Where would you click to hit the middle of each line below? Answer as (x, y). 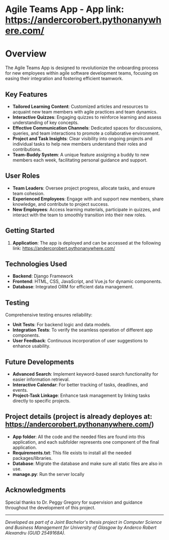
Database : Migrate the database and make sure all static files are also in (87, 463)
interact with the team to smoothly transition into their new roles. (79, 215)
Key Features (26, 94)
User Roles (23, 176)
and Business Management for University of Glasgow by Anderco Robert (81, 527)
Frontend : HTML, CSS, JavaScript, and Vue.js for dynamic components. (87, 281)
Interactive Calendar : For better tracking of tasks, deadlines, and (80, 385)
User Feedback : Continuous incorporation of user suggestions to (80, 341)
